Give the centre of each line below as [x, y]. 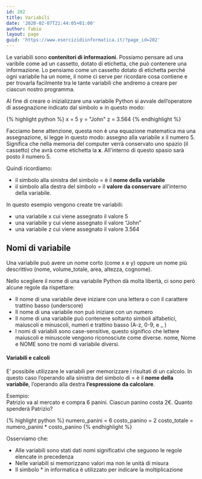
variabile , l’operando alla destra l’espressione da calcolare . [81, 384]
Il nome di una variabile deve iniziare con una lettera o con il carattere [101, 299]
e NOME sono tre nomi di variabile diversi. [67, 344]
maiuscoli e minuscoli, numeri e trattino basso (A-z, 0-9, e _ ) [91, 325]
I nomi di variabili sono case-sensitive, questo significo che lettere [97, 331]
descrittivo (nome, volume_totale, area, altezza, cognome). [79, 269]
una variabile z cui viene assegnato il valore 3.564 [77, 229]
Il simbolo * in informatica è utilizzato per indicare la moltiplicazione [99, 470]
